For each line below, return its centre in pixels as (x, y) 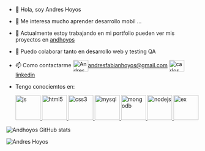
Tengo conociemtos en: (45, 87)
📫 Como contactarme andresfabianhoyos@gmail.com (91, 65)
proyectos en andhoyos (45, 39)
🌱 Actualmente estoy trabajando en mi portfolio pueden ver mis (95, 33)
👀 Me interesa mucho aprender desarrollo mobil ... (78, 21)
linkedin (25, 75)
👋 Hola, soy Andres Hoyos (48, 9)
